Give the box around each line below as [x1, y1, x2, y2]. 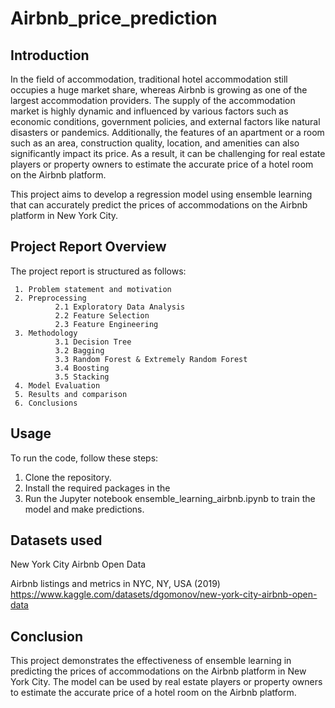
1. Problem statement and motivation [14, 284, 172, 294]
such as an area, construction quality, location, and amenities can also [10, 137, 300, 149]
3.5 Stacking [54, 372, 110, 382]
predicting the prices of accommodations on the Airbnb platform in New [10, 665, 307, 677]
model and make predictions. [24, 503, 145, 515]
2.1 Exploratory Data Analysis [54, 302, 186, 312]
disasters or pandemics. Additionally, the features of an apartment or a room [10, 127, 325, 138]
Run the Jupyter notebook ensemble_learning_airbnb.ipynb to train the [24, 492, 316, 504]
